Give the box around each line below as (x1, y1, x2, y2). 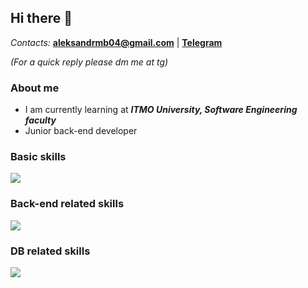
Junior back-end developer (24, 125, 138, 137)
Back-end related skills (10, 197, 125, 211)
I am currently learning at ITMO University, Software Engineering (24, 104, 298, 116)
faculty (24, 114, 57, 126)
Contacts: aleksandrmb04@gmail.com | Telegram (10, 36, 223, 48)
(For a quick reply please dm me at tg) (10, 56, 169, 68)
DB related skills (10, 244, 91, 258)
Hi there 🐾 (10, 10, 73, 27)
